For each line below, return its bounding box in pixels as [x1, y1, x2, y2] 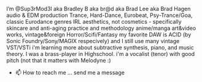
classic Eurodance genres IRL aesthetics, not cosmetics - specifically [6, 18, 182, 25]
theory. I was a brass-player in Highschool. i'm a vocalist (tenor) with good [6, 50, 195, 57]
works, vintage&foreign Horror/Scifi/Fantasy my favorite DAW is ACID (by [6, 31, 192, 38]
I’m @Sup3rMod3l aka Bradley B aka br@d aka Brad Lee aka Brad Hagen [6, 5, 191, 12]
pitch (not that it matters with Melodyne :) [6, 57, 112, 64]
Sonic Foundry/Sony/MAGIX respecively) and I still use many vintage [6, 38, 180, 44]
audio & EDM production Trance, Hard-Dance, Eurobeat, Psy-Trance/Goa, [6, 12, 193, 19]
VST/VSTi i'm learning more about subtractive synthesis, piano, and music [6, 44, 195, 51]
